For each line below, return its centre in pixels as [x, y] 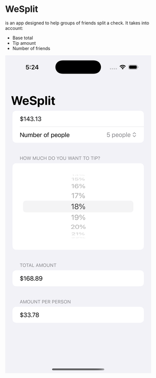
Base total [23, 38]
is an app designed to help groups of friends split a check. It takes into [77, 23]
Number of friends [31, 48]
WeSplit [22, 9]
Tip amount [24, 43]
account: [14, 28]
